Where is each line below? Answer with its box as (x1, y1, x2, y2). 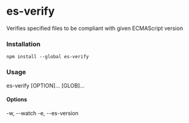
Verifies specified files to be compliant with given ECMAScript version (6, 24, 183, 32)
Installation (6, 40, 41, 48)
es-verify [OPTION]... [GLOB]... (6, 81, 85, 89)
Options (6, 96, 28, 103)
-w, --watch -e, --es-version (6, 109, 79, 117)
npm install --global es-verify (6, 54, 89, 60)
